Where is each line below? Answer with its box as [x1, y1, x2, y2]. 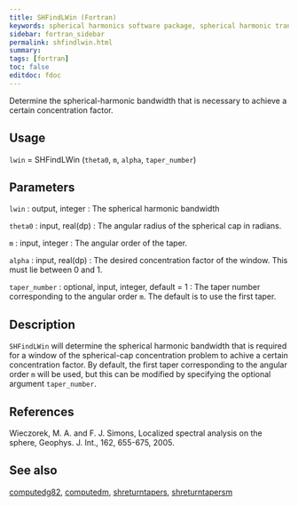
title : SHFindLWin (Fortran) [9, 12, 117, 22]
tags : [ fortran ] [9, 54, 69, 63]
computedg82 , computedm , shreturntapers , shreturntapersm [9, 486, 233, 497]
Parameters [9, 180, 75, 195]
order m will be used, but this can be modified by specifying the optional [9, 369, 271, 380]
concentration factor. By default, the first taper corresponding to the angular [9, 359, 288, 370]
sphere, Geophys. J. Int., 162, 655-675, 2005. [9, 438, 175, 447]
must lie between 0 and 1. [9, 264, 103, 276]
